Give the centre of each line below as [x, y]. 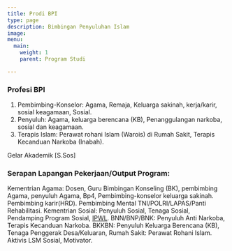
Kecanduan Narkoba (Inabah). [61, 142]
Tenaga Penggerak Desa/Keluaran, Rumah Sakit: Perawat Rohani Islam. [110, 233]
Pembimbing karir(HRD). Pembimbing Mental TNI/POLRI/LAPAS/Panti [107, 204]
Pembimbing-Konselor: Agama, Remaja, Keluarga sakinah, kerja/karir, [117, 105]
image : [17, 33]
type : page [23, 20]
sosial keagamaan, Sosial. [55, 112]
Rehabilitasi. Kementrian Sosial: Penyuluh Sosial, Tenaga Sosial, [99, 211]
